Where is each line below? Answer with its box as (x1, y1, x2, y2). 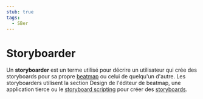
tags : (6, 15, 20, 21)
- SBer (12, 20, 29, 26)
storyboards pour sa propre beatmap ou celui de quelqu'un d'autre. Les (6, 73, 186, 80)
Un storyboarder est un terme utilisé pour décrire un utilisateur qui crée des (6, 66, 198, 73)
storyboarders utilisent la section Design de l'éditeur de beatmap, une (6, 80, 181, 87)
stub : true (6, 9, 34, 15)
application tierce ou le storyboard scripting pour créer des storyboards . (6, 86, 188, 93)
